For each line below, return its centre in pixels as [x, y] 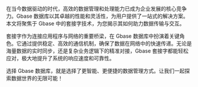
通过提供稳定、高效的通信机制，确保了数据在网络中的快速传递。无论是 [107, 43]
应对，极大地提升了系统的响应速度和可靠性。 [60, 58]
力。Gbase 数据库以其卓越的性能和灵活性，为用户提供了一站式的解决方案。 [97, 16]
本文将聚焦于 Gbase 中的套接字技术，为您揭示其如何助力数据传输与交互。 [95, 23]
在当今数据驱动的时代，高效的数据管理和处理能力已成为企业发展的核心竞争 [96, 9]
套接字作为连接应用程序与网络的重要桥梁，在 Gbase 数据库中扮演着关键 [93, 36]
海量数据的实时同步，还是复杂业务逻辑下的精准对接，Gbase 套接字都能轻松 [97, 51]
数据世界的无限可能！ [37, 78]
